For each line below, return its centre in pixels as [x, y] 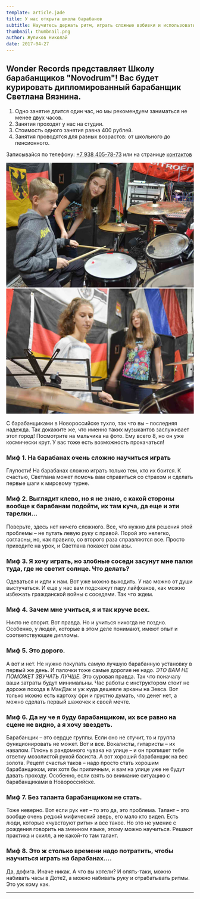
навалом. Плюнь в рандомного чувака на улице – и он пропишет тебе [95, 750]
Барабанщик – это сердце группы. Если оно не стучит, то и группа [91, 737]
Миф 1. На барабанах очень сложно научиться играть [89, 458]
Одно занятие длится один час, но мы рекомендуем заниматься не [101, 111]
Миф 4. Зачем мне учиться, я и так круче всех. [78, 609]
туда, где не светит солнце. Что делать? [68, 568]
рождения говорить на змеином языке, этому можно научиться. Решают [100, 829]
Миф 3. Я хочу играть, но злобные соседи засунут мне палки [100, 561]
